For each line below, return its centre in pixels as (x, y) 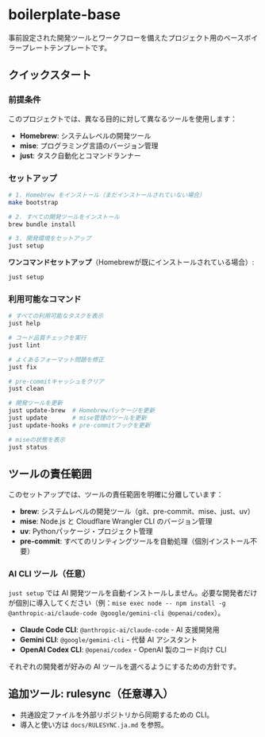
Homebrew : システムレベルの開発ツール (85, 135)
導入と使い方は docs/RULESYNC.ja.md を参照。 (94, 724)
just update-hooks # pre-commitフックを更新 (79, 425)
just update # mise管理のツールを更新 (77, 418)
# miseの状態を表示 (37, 439)
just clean (26, 389)
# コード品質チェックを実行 (48, 338)
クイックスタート (50, 75)
